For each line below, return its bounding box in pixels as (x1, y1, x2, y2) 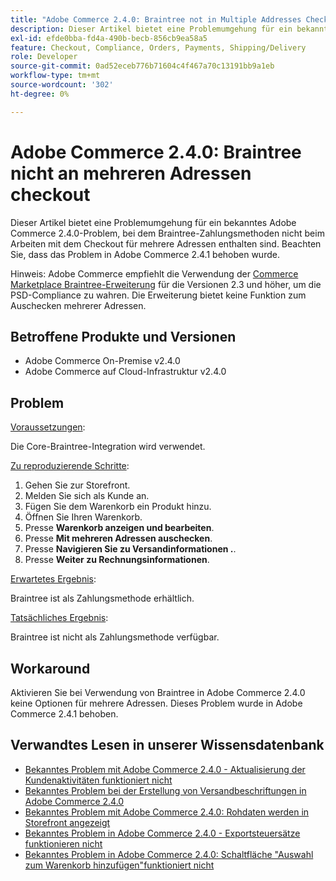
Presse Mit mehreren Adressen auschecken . (24, 532, 213, 545)
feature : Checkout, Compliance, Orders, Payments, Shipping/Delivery (10, 42, 307, 53)
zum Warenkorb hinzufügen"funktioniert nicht (24, 859, 215, 871)
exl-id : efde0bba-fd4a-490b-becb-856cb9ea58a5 (10, 33, 208, 43)
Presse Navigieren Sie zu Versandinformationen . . (24, 543, 237, 555)
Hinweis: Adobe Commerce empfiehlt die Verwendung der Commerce (10, 267, 299, 280)
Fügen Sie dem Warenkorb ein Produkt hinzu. (24, 501, 212, 513)
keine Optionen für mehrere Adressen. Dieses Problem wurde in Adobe (10, 697, 303, 709)
